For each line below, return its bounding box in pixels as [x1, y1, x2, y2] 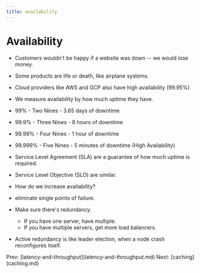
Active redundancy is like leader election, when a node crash [14, 235, 165, 243]
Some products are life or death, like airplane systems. [14, 72, 149, 79]
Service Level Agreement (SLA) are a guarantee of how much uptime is [14, 153, 190, 160]
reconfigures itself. [14, 241, 61, 249]
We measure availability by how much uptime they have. [14, 95, 153, 102]
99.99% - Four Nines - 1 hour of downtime [14, 130, 119, 137]
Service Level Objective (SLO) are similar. [14, 171, 117, 178]
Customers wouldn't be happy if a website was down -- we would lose [14, 54, 189, 62]
